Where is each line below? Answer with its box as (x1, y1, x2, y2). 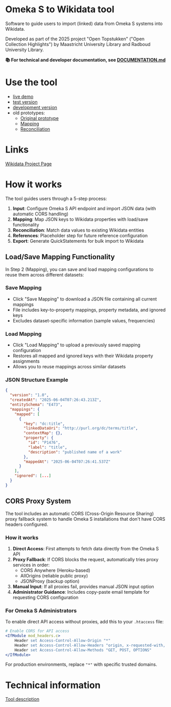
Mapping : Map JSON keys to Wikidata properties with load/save (12, 216, 149, 222)
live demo (12, 93, 34, 99)
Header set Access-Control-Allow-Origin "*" (14, 638, 111, 643)
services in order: (12, 562, 50, 568)
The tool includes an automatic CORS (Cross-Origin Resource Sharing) (5, 510, 154, 516)
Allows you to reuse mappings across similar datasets (12, 364, 126, 370)
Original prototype (20, 115, 59, 121)
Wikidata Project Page (5, 161, 52, 167)
